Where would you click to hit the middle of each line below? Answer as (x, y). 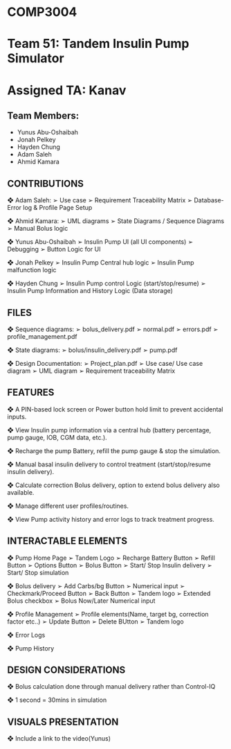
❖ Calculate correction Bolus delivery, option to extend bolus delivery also (113, 485)
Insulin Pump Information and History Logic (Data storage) (90, 291)
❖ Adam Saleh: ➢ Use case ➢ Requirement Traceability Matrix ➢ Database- (116, 200)
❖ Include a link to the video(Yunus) (59, 739)
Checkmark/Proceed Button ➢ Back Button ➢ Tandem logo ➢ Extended (109, 593)
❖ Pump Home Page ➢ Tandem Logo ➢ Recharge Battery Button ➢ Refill (111, 558)
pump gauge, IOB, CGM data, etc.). (57, 437)
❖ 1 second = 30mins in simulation (57, 700)
